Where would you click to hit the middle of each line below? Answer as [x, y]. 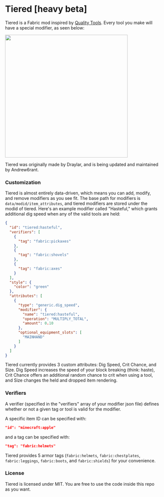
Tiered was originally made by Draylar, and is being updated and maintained [82, 164]
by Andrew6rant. [22, 169]
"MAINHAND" [34, 337]
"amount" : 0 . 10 [38, 323]
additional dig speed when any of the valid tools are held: [63, 214]
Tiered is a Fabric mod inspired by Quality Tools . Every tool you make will [79, 23]
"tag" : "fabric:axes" [40, 269]
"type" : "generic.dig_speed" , [49, 305]
